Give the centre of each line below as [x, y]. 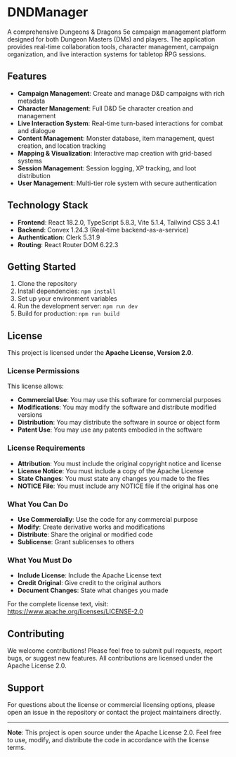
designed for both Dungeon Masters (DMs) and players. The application [111, 39]
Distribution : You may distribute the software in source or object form [118, 423]
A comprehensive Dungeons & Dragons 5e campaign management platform [117, 32]
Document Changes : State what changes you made [93, 590]
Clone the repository [47, 284]
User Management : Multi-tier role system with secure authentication [117, 183]
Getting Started [42, 267]
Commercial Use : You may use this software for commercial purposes [119, 400]
